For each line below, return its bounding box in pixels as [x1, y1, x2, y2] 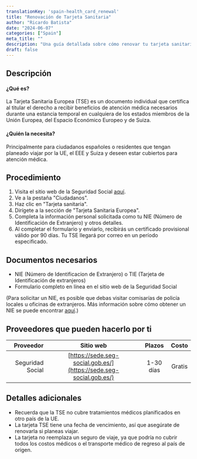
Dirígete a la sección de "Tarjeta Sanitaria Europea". [14, 207, 140, 214]
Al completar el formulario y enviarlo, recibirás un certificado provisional [14, 225, 189, 232]
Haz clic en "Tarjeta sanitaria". [14, 201, 88, 208]
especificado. [14, 238, 48, 245]
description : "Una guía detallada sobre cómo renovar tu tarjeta [6, 42, 169, 48]
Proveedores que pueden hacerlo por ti [6, 324, 152, 334]
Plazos [144, 341, 164, 349]
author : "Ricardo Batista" [6, 19, 72, 25]
